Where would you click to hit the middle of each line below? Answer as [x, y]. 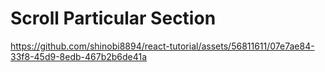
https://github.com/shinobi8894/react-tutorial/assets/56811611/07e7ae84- [162, 46]
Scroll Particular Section [113, 18]
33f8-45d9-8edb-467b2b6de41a [79, 56]
